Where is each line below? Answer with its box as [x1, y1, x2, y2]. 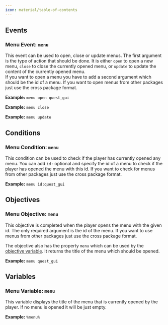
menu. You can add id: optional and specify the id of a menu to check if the [5, 161, 162, 166]
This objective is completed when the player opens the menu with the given [5, 222, 162, 228]
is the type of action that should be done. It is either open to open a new [5, 58, 153, 64]
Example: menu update [5, 114, 51, 120]
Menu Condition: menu [5, 144, 59, 151]
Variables [5, 273, 36, 281]
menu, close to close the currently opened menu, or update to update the [5, 63, 156, 70]
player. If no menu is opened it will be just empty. [5, 304, 107, 310]
